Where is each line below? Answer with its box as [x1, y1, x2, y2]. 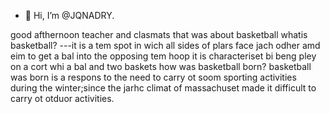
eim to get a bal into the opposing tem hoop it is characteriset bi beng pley [10, 50, 317, 62]
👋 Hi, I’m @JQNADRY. [24, 10, 115, 21]
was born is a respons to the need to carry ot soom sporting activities [10, 71, 297, 83]
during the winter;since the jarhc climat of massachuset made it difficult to [10, 82, 317, 94]
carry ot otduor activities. [10, 93, 115, 104]
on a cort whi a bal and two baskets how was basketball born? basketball [10, 61, 312, 72]
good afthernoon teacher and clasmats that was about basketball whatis [10, 29, 308, 40]
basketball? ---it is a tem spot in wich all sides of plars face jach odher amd [10, 40, 321, 51]
